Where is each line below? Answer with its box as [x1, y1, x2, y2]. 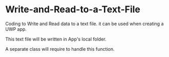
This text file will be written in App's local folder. [5, 36, 107, 42]
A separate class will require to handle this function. [5, 46, 115, 52]
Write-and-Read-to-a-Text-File [5, 4, 141, 15]
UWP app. [5, 26, 27, 32]
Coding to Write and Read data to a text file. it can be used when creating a [5, 21, 164, 27]
